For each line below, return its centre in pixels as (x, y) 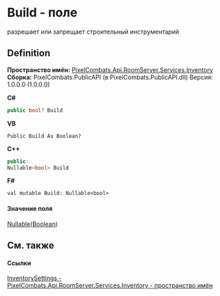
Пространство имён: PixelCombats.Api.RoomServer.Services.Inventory (110, 69)
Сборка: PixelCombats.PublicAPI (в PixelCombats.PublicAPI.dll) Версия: (110, 77)
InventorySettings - (34, 278)
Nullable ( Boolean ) (33, 224)
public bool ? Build (35, 110)
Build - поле (42, 13)
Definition (29, 53)
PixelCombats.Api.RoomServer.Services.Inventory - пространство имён (110, 286)
